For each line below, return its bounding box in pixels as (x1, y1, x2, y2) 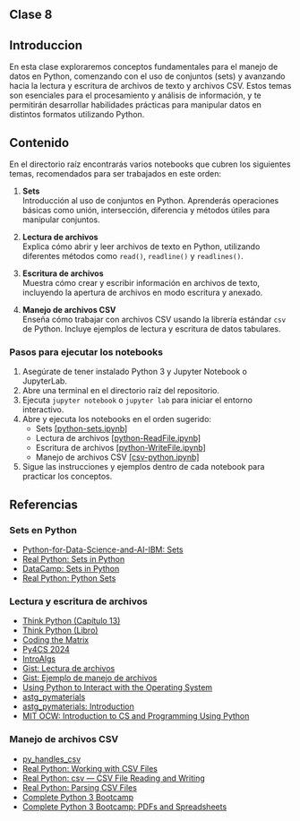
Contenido (9, 134, 70, 151)
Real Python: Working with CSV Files (21, 763, 159, 773)
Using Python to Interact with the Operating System (21, 682, 213, 693)
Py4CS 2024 (21, 644, 70, 655)
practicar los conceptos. (21, 471, 113, 482)
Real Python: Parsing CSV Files (21, 782, 137, 792)
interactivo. (21, 404, 64, 415)
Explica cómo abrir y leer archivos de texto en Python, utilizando (21, 241, 261, 252)
